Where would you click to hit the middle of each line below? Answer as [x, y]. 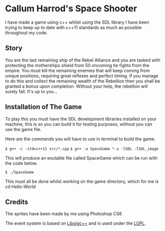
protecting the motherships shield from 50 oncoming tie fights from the [77, 65]
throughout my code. [26, 33]
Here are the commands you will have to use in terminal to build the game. [81, 139]
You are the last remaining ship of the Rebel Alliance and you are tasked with [83, 60]
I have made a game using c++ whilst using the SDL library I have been [77, 22]
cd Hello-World [20, 186]
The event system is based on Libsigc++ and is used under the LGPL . [76, 223]
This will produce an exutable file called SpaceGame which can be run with [81, 158]
